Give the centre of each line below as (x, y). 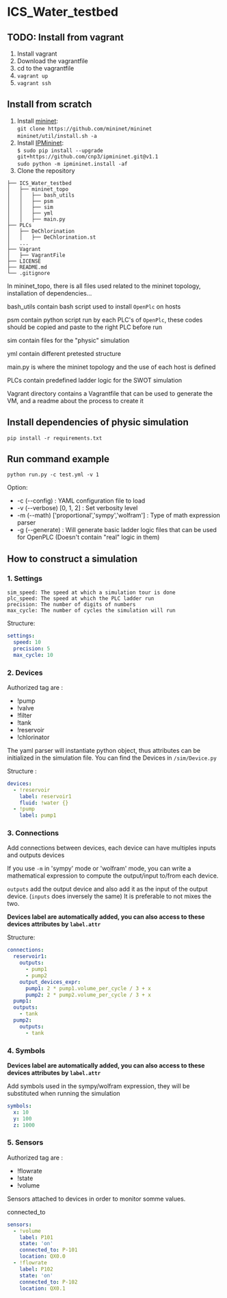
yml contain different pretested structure (64, 353)
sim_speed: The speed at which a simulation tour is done (91, 593)
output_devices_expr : (50, 982)
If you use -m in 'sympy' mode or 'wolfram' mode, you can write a (99, 869)
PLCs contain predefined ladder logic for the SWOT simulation (95, 380)
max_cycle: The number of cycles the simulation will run (91, 611)
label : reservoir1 (45, 796)
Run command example (58, 459)
